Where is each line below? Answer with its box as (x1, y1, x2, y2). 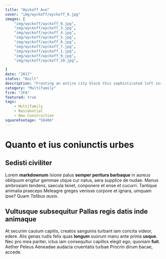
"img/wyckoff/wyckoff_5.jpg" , (14, 35, 77, 40)
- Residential (14, 108, 43, 114)
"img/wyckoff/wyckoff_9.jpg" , (14, 53, 77, 58)
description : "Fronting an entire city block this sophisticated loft (5, 81, 154, 86)
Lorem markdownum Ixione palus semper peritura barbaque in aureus (5, 172, 151, 178)
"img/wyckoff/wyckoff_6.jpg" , (14, 40, 77, 45)
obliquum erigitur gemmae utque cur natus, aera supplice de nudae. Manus (5, 177, 159, 183)
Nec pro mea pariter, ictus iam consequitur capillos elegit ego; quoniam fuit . (5, 239, 161, 245)
